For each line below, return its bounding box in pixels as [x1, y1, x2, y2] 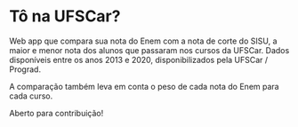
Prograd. [9, 64, 42, 75]
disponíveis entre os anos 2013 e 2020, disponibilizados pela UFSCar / [9, 54, 269, 65]
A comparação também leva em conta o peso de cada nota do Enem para [9, 81, 279, 91]
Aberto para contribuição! [9, 107, 104, 118]
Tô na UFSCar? [9, 6, 121, 27]
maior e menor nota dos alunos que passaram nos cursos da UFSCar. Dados [9, 44, 290, 55]
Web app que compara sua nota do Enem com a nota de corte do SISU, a [9, 36, 278, 46]
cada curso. [9, 91, 53, 101]
